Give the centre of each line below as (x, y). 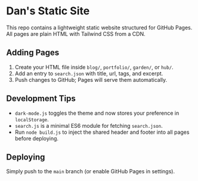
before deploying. (36, 138)
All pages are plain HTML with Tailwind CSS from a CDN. (76, 33)
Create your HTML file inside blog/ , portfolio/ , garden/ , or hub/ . (94, 67)
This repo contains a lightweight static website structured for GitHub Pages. (99, 27)
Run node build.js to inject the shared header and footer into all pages (102, 132)
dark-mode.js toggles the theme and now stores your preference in (97, 113)
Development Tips (41, 99)
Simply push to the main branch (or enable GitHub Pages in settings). (90, 171)
